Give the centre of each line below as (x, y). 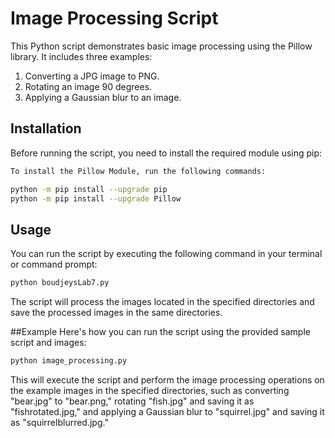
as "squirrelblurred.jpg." (59, 422)
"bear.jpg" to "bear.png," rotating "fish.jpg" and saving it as (132, 401)
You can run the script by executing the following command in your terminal (166, 254)
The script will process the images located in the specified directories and (162, 302)
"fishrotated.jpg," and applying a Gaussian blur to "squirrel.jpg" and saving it (167, 411)
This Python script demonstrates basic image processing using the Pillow (161, 46)
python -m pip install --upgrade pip (89, 189)
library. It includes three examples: (81, 56)
